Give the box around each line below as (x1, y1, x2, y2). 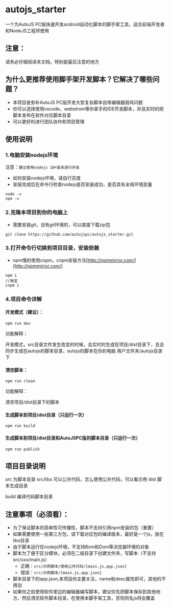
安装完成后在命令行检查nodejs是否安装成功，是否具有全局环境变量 (12, 181, 152, 187)
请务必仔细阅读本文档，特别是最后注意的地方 (5, 58, 100, 65)
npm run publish (5, 447, 40, 452)
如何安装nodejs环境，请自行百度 (12, 175, 81, 181)
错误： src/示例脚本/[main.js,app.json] (20, 570, 102, 576)
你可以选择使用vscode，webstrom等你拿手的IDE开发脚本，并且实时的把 (12, 106, 164, 112)
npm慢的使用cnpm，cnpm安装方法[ (12, 257, 88, 263)
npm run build (5, 424, 36, 429)
